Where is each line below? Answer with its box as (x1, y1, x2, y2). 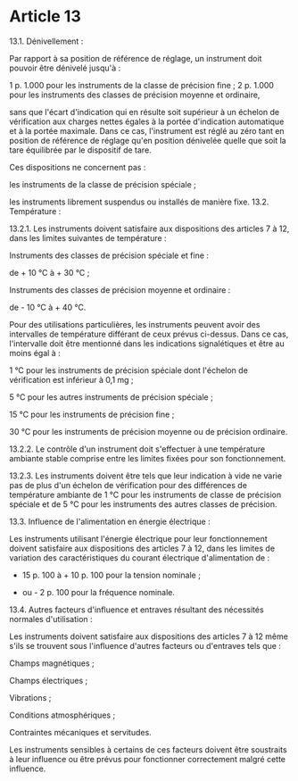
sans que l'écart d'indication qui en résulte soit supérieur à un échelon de (9, 106, 280, 117)
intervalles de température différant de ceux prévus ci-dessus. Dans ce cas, (9, 328, 289, 339)
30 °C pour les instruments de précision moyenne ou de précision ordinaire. (9, 426, 288, 436)
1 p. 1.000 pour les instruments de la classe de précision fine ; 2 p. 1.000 (9, 79, 275, 90)
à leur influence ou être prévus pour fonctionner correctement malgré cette (9, 753, 286, 764)
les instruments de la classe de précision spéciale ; (9, 179, 196, 189)
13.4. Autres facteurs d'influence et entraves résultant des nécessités (9, 604, 265, 615)
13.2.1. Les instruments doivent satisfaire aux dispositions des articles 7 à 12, (9, 223, 290, 234)
